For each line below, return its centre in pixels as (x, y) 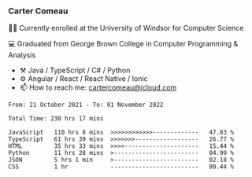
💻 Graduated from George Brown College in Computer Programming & (123, 44)
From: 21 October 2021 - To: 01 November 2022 (86, 105)
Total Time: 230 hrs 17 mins (56, 119)
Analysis (22, 55)
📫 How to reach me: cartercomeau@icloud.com (98, 87)
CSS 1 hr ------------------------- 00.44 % (121, 167)
